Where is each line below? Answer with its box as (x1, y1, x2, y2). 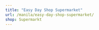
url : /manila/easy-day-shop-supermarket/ (5, 12, 94, 17)
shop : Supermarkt (5, 17, 42, 22)
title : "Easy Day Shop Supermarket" (5, 7, 83, 13)
